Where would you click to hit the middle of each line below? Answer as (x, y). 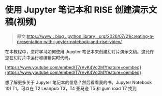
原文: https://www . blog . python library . (57, 36)
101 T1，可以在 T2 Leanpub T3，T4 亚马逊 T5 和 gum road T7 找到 (71, 88)
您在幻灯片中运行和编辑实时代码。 (39, 57)
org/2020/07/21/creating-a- (126, 36)
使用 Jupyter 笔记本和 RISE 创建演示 (77, 10)
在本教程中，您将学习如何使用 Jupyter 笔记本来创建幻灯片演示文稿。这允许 (80, 52)
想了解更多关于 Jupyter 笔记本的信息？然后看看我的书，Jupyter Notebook (79, 82)
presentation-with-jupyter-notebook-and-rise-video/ (69, 41)
